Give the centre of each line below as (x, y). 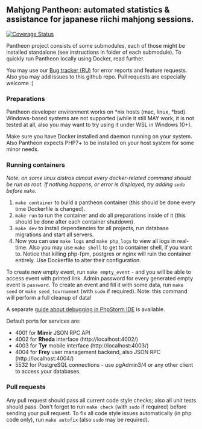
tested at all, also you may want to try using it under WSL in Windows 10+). (99, 125)
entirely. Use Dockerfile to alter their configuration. (78, 260)
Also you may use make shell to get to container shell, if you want (111, 248)
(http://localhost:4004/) (44, 358)
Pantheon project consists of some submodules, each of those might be (96, 45)
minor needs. (23, 149)
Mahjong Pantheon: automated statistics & (88, 10)
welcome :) (20, 83)
